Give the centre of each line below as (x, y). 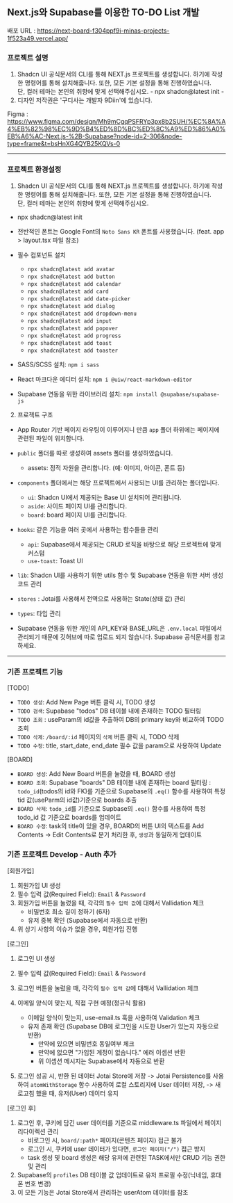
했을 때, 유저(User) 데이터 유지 (77, 1093)
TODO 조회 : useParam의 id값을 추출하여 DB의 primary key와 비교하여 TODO (120, 719)
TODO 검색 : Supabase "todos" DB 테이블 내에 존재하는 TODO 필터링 (109, 711)
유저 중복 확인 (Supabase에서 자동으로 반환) (87, 920)
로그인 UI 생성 (36, 959)
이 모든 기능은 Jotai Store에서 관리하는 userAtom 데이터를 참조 (103, 1192)
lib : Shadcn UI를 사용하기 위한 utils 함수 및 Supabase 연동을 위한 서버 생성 (120, 575)
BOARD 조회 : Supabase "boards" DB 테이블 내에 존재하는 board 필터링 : (114, 782)
